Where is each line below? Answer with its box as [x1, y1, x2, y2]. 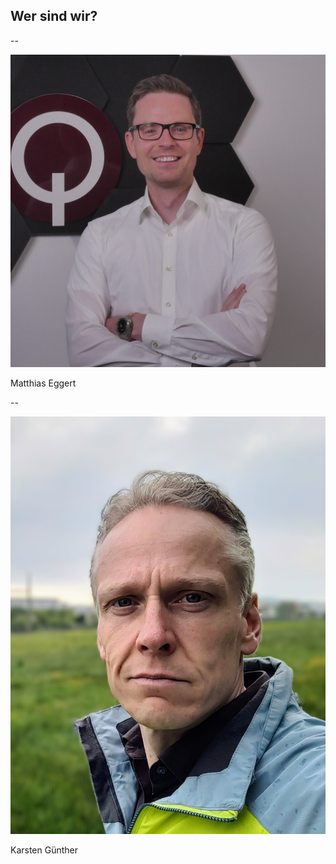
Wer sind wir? [10, 8, 98, 25]
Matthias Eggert [10, 377, 77, 389]
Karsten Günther [10, 844, 79, 856]
